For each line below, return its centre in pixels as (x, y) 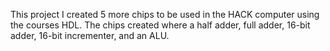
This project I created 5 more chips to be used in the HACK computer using (165, 14)
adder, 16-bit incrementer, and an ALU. (90, 35)
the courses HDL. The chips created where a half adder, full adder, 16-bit (160, 25)
